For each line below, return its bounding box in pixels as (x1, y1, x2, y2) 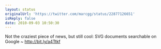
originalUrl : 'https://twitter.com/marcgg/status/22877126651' (5, 12, 135, 16)
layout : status (5, 7, 36, 12)
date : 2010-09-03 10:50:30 (5, 20, 59, 25)
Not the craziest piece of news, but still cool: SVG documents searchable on (5, 34, 157, 39)
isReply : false (5, 16, 36, 21)
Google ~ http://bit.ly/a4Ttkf (5, 39, 60, 45)
